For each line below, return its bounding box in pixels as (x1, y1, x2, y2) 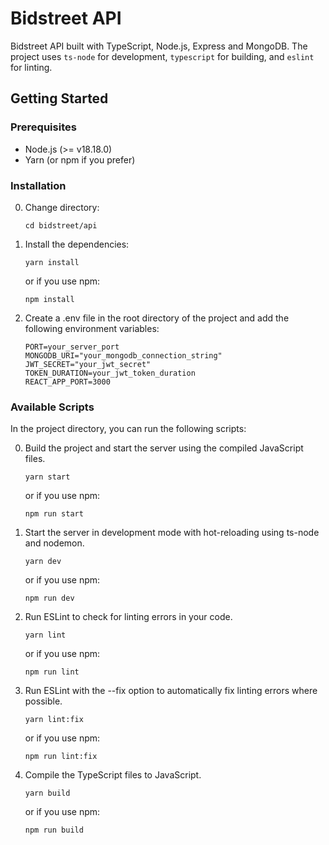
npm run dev (24, 593, 75, 604)
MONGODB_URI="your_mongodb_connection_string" (24, 350, 223, 361)
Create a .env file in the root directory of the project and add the (24, 312, 290, 324)
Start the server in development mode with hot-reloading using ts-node (24, 527, 320, 539)
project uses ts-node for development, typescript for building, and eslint (10, 50, 315, 62)
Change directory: (24, 201, 100, 213)
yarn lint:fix (24, 715, 84, 725)
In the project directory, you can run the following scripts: (10, 423, 247, 435)
